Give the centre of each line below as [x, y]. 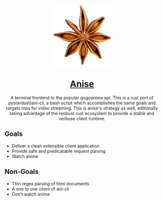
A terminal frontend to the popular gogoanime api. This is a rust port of [82, 97]
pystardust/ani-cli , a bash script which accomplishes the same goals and [82, 103]
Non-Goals [22, 172]
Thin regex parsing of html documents [50, 183]
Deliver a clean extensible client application [55, 146]
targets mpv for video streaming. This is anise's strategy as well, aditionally [82, 108]
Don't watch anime [31, 194]
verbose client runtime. [82, 118]
